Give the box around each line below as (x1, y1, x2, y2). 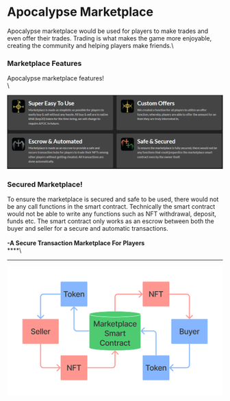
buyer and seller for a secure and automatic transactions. (7, 225, 169, 233)
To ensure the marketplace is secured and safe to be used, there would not (7, 195, 219, 203)
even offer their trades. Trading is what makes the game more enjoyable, (7, 34, 212, 42)
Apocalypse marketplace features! (7, 74, 105, 82)
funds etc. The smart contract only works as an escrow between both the (7, 217, 214, 225)
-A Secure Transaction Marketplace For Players (7, 239, 145, 247)
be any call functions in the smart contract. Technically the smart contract (7, 203, 216, 211)
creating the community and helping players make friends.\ (7, 41, 174, 49)
